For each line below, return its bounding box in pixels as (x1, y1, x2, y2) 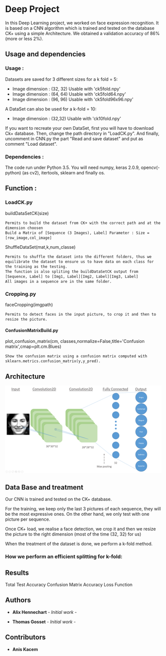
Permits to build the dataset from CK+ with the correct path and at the (5, 220, 161, 225)
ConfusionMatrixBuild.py (5, 327, 58, 333)
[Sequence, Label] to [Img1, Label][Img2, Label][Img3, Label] (5, 274, 139, 279)
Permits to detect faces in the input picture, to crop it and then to (5, 312, 156, 317)
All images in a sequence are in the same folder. (5, 279, 112, 284)
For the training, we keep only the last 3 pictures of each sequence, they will (5, 506, 161, 512)
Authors (5, 596, 31, 604)
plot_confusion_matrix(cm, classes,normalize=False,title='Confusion (5, 338, 145, 344)
